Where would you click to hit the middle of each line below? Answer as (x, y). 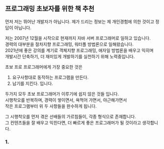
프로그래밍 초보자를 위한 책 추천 (50, 9)
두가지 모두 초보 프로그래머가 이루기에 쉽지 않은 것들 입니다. (62, 94)
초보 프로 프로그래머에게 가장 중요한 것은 (44, 67)
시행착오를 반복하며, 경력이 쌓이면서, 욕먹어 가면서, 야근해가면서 (66, 100)
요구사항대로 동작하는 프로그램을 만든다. (50, 77)
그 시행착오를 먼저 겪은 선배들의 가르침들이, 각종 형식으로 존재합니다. (70, 116)
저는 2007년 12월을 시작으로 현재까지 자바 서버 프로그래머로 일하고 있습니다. (78, 38)
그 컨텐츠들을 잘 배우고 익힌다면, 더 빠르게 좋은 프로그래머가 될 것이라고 (73, 123)
